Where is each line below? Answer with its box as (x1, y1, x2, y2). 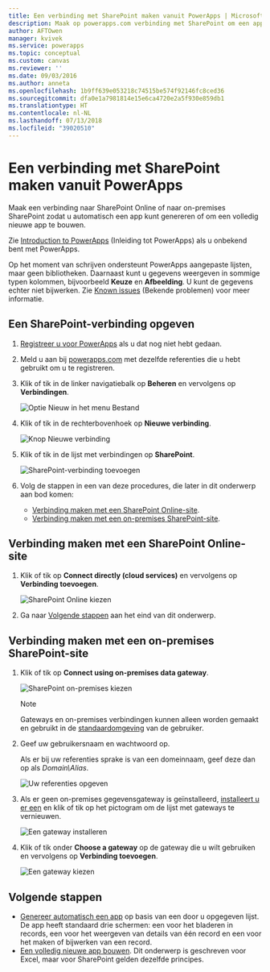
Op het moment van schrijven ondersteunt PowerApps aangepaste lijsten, (8, 260, 252, 269)
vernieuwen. (19, 812, 62, 821)
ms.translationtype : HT (8, 102, 88, 110)
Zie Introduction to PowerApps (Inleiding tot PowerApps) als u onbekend (8, 235, 247, 245)
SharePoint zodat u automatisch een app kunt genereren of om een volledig (8, 211, 259, 221)
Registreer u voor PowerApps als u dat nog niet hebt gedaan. (19, 339, 223, 348)
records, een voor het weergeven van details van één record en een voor (19, 928, 262, 938)
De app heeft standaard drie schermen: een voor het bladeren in (19, 920, 233, 929)
